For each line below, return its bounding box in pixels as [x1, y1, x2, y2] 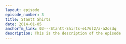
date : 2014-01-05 [5, 21, 42, 27]
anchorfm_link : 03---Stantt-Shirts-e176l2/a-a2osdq [5, 26, 116, 31]
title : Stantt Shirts [5, 17, 51, 22]
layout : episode [5, 7, 39, 13]
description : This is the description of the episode [5, 31, 121, 36]
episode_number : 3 [5, 12, 44, 17]
